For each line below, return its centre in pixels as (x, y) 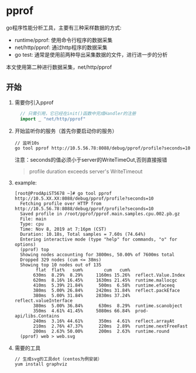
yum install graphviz (41, 364)
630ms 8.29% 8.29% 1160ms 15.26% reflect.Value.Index (109, 275)
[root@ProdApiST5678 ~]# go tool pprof (63, 193)
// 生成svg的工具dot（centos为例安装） (58, 359)
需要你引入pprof (34, 102)
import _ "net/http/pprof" (53, 119)
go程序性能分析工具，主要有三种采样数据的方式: (64, 27)
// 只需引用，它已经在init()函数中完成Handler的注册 (78, 113)
